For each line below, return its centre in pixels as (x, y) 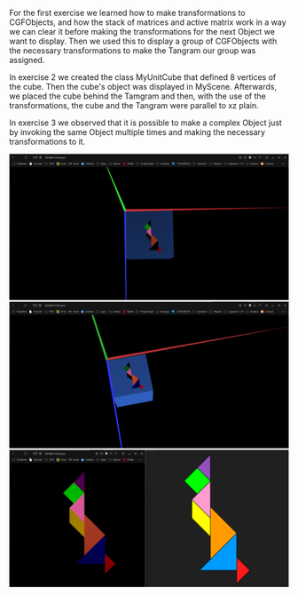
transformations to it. (47, 142)
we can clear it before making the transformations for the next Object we (142, 32)
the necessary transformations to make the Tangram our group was (133, 51)
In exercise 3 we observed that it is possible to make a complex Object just (145, 123)
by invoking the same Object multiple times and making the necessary (137, 132)
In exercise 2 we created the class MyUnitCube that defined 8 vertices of (143, 77)
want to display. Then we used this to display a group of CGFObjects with (143, 41)
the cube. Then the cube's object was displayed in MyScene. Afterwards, (143, 87)
